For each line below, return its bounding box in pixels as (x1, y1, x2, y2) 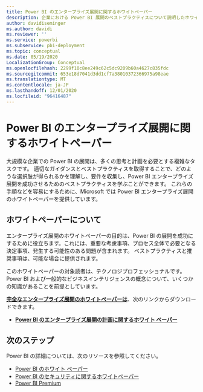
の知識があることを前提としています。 (6, 283, 101, 290)
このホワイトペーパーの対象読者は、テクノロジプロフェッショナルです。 (6, 267, 185, 275)
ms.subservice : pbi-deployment (6, 43, 85, 49)
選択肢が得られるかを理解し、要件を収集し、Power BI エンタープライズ (16, 172, 194, 180)
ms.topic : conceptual (6, 48, 61, 54)
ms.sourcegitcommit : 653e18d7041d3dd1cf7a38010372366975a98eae (6, 71, 169, 77)
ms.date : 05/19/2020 (6, 54, 59, 60)
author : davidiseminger (6, 20, 66, 26)
